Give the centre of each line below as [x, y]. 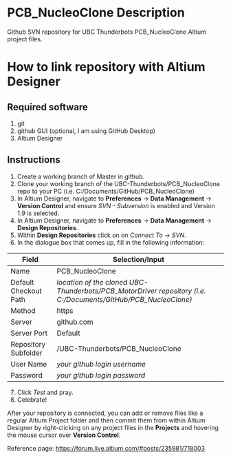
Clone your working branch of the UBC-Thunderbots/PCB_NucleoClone [118, 183]
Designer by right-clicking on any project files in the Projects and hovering [113, 427]
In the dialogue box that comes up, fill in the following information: [111, 242]
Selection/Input [139, 259]
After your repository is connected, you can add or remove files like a [105, 413]
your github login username [101, 364]
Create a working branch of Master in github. [81, 176]
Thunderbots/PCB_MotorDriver [107, 291]
